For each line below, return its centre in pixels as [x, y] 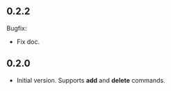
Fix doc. [28, 42]
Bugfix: [17, 28]
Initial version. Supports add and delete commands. [91, 80]
